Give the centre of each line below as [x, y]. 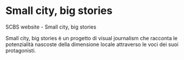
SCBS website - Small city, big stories [51, 27]
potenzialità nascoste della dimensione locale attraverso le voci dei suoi [92, 44]
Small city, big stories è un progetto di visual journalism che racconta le [92, 38]
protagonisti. [21, 50]
